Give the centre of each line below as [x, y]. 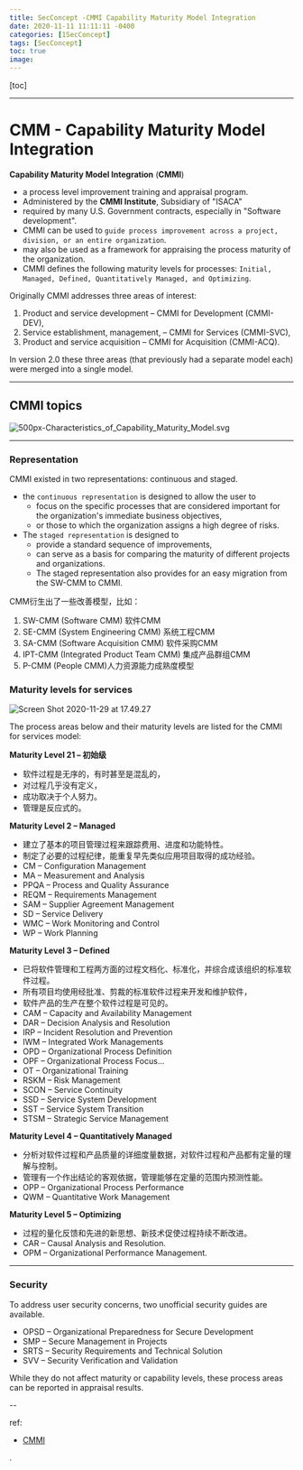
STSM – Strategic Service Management [96, 1119]
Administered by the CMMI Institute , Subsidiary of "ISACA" [133, 201]
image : [22, 60]
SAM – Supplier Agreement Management [98, 904]
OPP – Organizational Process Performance [103, 1188]
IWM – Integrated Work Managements [93, 1042]
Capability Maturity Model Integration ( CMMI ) [97, 174]
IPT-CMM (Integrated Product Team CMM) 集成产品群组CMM [136, 654]
